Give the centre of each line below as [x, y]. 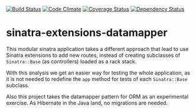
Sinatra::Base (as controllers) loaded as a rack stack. [71, 61]
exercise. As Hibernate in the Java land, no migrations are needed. [87, 103]
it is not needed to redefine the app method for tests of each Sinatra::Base [97, 79]
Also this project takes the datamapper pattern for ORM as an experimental [97, 96]
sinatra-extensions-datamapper [87, 33]
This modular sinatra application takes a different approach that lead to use [97, 49]
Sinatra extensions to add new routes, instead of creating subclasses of [93, 55]
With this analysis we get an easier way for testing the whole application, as [98, 73]
